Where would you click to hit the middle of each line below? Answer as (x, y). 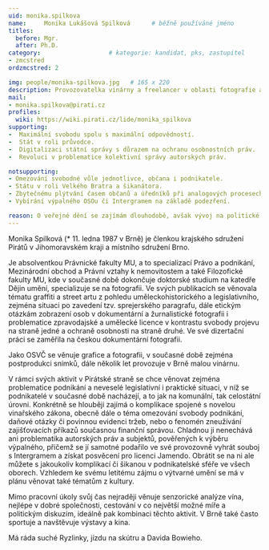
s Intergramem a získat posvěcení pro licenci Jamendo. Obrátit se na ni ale (131, 455)
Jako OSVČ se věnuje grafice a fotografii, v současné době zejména (121, 354)
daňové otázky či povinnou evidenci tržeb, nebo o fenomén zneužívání (125, 421)
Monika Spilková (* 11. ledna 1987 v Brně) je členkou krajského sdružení (126, 238)
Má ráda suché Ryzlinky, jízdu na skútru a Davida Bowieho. (105, 537)
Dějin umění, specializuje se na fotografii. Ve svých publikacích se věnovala (133, 288)
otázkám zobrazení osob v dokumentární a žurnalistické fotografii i (118, 313)
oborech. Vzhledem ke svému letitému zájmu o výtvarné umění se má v (126, 472)
